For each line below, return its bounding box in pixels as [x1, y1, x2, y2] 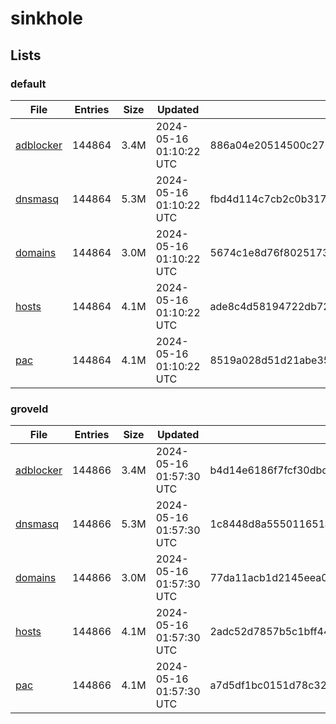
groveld [10, 402, 49, 416]
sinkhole [10, 7, 83, 30]
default [10, 77, 47, 91]
